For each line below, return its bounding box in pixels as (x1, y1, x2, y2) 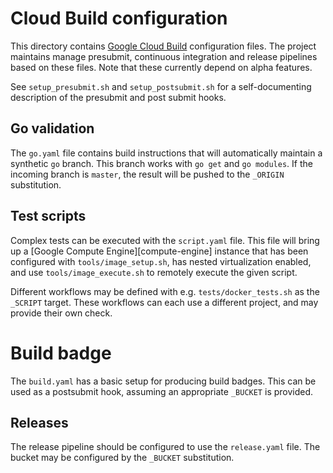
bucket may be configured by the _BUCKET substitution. (10, 452, 235, 464)
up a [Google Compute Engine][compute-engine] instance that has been (10, 245, 309, 257)
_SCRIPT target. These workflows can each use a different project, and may (10, 296, 319, 308)
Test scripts (10, 208, 87, 225)
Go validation (10, 120, 95, 137)
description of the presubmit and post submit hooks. (10, 91, 227, 103)
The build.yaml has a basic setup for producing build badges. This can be (10, 375, 317, 387)
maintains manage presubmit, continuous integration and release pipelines (10, 50, 318, 62)
